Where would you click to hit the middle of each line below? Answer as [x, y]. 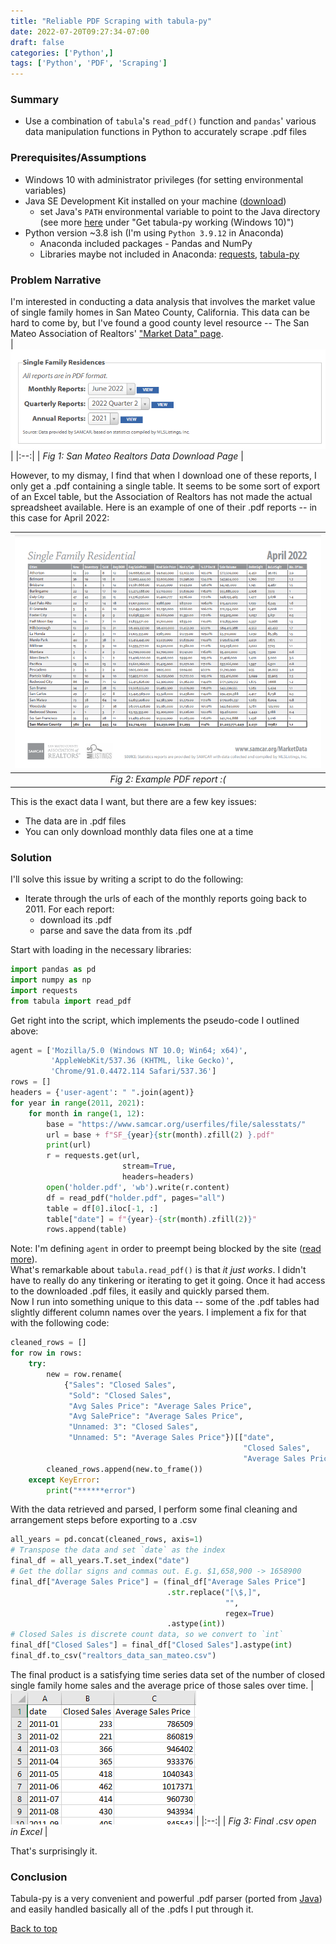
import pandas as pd [53, 970]
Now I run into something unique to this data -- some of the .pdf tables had [165, 1302]
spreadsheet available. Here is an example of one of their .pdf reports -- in [164, 507]
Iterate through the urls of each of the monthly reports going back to [165, 899]
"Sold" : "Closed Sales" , [120, 1395]
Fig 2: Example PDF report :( [168, 779]
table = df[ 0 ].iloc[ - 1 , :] [102, 1208]
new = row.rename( [84, 1374]
